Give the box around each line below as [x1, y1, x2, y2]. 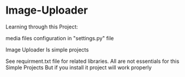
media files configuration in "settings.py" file [5, 34, 114, 41]
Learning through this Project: [5, 23, 78, 30]
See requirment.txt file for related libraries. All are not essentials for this [5, 57, 180, 65]
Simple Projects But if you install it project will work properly [5, 63, 152, 71]
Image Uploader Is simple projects [5, 46, 89, 53]
